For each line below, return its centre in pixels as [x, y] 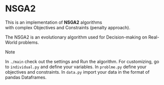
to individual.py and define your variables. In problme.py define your [76, 67]
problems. [28, 42]
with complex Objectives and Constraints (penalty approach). [68, 27]
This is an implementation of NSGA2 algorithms [54, 22]
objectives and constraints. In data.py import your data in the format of [77, 72]
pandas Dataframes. [26, 77]
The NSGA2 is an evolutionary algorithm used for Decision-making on [76, 37]
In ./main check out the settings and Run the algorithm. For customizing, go [82, 61]
